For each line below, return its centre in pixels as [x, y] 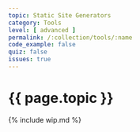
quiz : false [28, 52]
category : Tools [35, 23]
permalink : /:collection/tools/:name [70, 37]
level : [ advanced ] [42, 30]
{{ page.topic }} [61, 98]
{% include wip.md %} [45, 119]
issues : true [30, 60]
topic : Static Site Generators [60, 15]
